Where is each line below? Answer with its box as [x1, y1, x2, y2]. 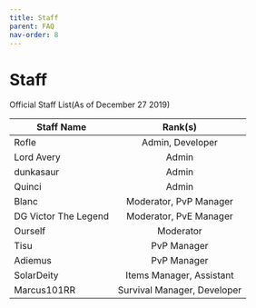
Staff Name [35, 121, 87, 134]
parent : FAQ [9, 22, 54, 31]
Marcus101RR [14, 283, 75, 296]
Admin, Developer [141, 136, 218, 149]
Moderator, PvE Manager [126, 210, 233, 223]
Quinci [14, 181, 43, 194]
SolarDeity [14, 269, 59, 282]
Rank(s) [162, 121, 198, 134]
